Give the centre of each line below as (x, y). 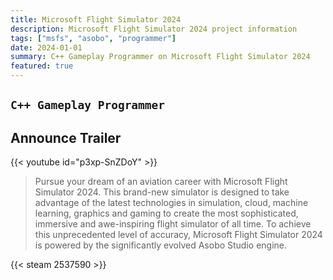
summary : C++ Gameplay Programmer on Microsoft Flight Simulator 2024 (160, 57)
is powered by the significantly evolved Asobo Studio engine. (161, 245)
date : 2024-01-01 (46, 47)
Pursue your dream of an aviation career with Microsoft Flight (161, 182)
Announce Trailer (66, 137)
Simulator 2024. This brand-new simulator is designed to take (162, 192)
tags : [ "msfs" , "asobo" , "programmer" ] (93, 38)
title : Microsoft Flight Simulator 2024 (96, 19)
